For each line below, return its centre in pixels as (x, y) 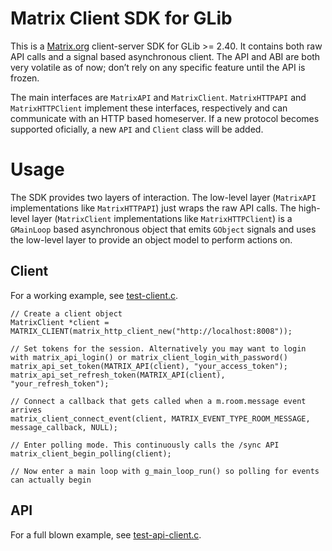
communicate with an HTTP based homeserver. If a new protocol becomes (165, 118)
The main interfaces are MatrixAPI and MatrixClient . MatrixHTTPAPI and (158, 97)
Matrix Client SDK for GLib (121, 18)
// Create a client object (66, 313)
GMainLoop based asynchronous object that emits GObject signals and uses (163, 229)
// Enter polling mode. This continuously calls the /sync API (145, 445)
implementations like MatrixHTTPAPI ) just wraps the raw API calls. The (153, 208)
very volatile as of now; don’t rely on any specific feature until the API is (158, 67)
